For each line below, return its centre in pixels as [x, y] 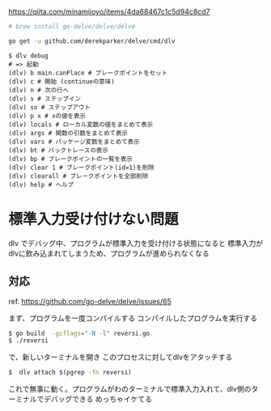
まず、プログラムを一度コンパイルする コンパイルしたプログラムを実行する [133, 318]
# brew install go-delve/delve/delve [72, 27]
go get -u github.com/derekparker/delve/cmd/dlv [92, 41]
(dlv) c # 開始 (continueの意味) [61, 81]
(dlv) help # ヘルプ [41, 184]
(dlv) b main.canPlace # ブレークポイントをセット [88, 73]
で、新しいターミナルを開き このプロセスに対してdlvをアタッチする [121, 357]
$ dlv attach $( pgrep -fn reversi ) [70, 373]
